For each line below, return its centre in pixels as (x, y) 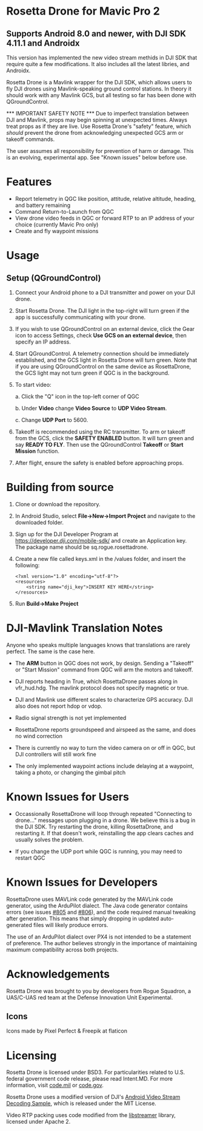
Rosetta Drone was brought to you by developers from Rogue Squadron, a (99, 991)
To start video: (33, 384)
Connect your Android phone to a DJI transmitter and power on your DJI (105, 292)
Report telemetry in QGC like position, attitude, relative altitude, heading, (105, 199)
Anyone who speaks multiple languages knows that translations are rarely (98, 645)
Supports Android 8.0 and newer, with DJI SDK (96, 34)
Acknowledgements (58, 974)
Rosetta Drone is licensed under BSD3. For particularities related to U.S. (96, 1072)
